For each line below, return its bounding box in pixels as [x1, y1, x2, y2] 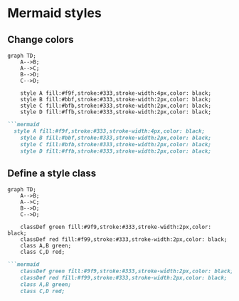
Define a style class [7, 167, 97, 179]
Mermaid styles [7, 5, 102, 21]
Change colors [7, 34, 74, 46]
